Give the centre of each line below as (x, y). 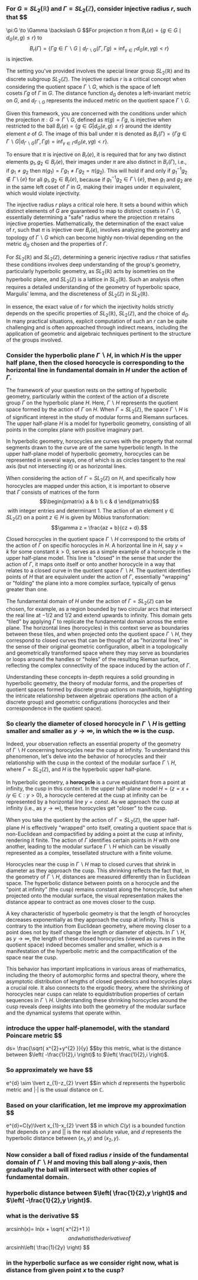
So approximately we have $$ (50, 1070)
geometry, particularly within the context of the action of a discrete (88, 396)
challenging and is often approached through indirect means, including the (97, 327)
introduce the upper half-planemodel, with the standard (88, 1028)
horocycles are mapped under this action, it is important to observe (88, 485)
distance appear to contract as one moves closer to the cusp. (81, 902)
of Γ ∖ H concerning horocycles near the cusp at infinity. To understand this (98, 750)
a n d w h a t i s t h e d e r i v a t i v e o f (99, 1238)
